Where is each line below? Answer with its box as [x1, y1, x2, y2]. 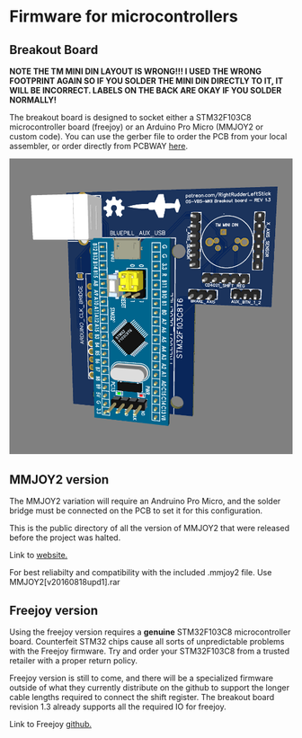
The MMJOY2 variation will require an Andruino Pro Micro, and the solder [9, 496, 281, 507]
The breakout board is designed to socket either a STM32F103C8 [9, 112, 252, 122]
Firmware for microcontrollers [9, 6, 238, 27]
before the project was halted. [9, 532, 121, 543]
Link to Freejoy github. [9, 718, 93, 729]
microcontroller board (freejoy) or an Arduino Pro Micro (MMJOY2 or [9, 121, 263, 132]
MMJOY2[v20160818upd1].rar [9, 577, 120, 588]
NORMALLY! [9, 94, 57, 105]
